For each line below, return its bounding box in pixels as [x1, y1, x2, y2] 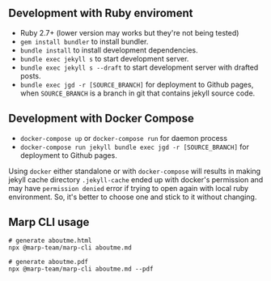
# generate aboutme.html [8, 236, 92, 245]
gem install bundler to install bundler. [19, 36, 149, 46]
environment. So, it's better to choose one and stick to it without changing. [8, 192, 257, 202]
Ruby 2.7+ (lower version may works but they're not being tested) [19, 28, 239, 37]
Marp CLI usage [8, 215, 90, 229]
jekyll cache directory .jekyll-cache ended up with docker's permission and [8, 174, 264, 185]
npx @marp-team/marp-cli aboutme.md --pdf [8, 265, 154, 274]
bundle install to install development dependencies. [19, 45, 198, 55]
